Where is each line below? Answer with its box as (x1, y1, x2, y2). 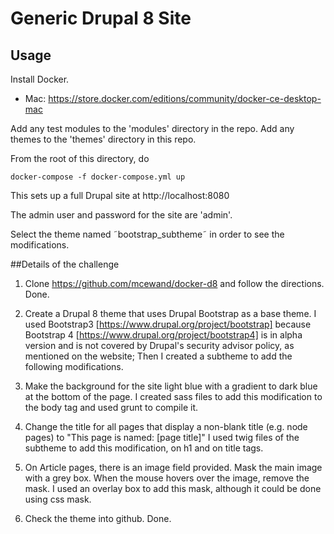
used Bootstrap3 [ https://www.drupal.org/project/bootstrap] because (24, 318, 312, 330)
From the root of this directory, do (10, 153, 150, 164)
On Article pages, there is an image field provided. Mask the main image (24, 462, 323, 473)
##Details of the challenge (10, 258, 120, 270)
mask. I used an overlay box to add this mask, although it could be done (24, 483, 322, 494)
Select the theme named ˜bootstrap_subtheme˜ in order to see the (10, 228, 285, 240)
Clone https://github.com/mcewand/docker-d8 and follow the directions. (24, 278, 325, 289)
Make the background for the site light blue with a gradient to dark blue (24, 380, 318, 392)
